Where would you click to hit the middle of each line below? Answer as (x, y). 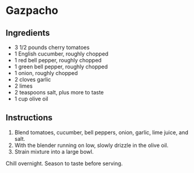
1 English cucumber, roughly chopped (61, 54)
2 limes (23, 86)
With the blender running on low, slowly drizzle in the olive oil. (91, 145)
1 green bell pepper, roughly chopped (61, 67)
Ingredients (28, 33)
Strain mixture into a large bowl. (54, 151)
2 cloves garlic (33, 80)
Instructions (29, 118)
